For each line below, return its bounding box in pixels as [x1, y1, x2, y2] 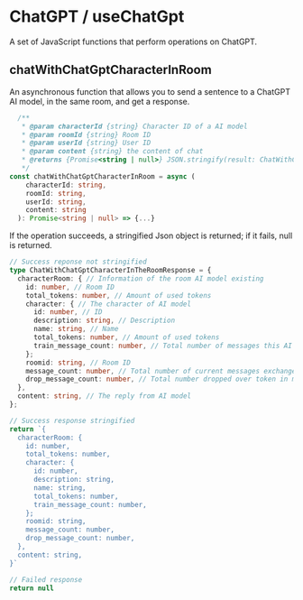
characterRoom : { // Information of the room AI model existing [17, 273, 264, 283]
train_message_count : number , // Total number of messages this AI [32, 341, 293, 350]
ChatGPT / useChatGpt [9, 6, 185, 27]
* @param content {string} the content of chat [21, 147, 204, 156]
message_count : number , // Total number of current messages [25, 366, 260, 375]
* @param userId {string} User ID [21, 138, 151, 148]
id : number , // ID [32, 308, 103, 317]
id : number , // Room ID [25, 282, 115, 291]
